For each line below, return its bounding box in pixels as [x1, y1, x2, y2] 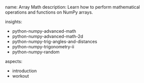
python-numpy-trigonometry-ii [12, 44, 74, 49]
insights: [5, 19, 23, 24]
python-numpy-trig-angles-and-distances [12, 39, 97, 44]
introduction [12, 68, 37, 74]
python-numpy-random [12, 49, 60, 55]
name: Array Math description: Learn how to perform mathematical [5, 4, 140, 10]
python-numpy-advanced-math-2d [12, 34, 83, 39]
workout [12, 73, 29, 79]
